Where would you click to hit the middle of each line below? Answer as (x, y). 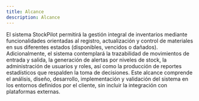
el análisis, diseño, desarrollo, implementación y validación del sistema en (97, 79)
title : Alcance (25, 12)
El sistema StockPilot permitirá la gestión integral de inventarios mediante (97, 34)
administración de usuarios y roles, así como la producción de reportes (94, 66)
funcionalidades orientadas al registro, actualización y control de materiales (100, 41)
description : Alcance (33, 17)
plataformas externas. (33, 91)
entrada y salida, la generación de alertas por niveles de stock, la (86, 60)
